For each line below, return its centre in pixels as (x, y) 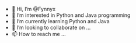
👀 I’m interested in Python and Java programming (71, 15)
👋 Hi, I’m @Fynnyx (34, 9)
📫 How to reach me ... (39, 34)
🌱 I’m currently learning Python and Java (60, 21)
